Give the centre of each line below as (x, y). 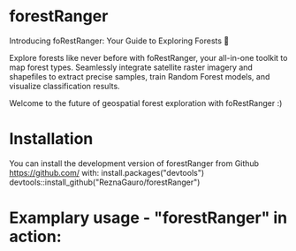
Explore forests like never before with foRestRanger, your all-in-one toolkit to (148, 57)
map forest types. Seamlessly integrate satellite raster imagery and (131, 67)
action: (35, 237)
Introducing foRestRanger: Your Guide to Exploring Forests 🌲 (119, 41)
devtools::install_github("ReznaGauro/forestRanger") (105, 182)
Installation (51, 139)
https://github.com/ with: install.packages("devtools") (107, 172)
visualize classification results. (65, 86)
